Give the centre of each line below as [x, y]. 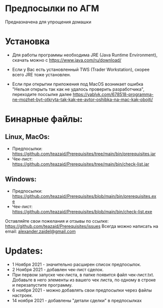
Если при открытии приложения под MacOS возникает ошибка [78, 84]
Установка [27, 41]
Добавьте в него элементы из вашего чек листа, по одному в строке [84, 280]
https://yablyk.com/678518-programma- [113, 94]
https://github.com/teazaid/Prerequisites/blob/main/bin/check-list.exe [82, 211]
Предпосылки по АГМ [52, 8]
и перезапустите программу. [42, 285]
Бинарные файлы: [44, 119]
